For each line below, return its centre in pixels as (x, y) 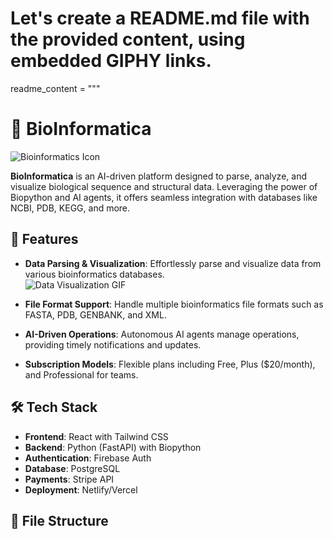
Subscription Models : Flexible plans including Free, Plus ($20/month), (170, 364)
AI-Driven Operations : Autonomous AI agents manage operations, (162, 334)
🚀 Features (44, 239)
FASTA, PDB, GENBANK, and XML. (95, 314)
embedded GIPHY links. (111, 61)
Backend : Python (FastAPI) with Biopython (113, 447)
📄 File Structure (59, 520)
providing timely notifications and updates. (113, 344)
